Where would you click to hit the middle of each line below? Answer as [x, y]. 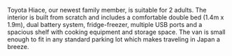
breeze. [18, 47]
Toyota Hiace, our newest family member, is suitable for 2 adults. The [107, 10]
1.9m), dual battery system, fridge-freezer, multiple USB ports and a [105, 25]
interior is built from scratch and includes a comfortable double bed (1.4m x [116, 17]
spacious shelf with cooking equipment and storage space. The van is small [116, 32]
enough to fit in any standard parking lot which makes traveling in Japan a [114, 39]
